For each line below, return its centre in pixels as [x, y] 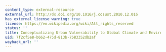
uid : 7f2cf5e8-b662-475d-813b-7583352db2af [51, 38]
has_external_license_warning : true [43, 19]
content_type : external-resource [40, 10]
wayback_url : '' [22, 42]
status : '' [16, 28]
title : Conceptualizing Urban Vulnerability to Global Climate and [76, 33]
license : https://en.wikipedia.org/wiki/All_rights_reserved [69, 24]
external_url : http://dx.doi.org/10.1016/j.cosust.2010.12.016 [72, 14]
